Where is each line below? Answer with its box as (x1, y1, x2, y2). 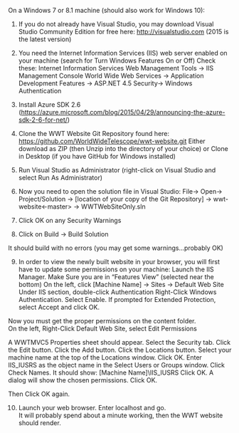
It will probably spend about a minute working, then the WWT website (18, 411, 223, 419)
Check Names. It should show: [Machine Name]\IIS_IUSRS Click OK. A (8, 368, 214, 377)
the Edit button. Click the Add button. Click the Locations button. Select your (8, 345, 232, 354)
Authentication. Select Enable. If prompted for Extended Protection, (18, 296, 216, 303)
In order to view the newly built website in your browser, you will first (18, 258, 220, 266)
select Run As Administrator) (18, 174, 102, 182)
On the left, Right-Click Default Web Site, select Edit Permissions (8, 324, 198, 333)
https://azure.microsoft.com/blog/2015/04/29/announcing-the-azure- (21, 108, 226, 116)
